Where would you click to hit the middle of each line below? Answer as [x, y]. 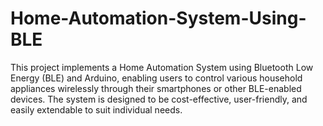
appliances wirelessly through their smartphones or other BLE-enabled [156, 88]
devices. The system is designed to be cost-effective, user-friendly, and [159, 99]
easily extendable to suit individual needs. [96, 109]
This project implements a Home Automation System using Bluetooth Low [162, 67]
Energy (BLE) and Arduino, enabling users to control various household [156, 78]
